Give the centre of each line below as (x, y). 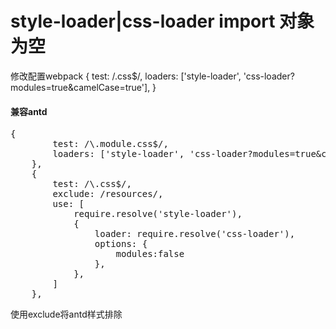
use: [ (68, 204)
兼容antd (29, 111)
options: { (121, 244)
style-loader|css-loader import (143, 21)
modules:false (150, 254)
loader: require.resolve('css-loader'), (195, 234)
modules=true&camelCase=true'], (80, 87)
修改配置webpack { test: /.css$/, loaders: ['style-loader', (126, 76)
